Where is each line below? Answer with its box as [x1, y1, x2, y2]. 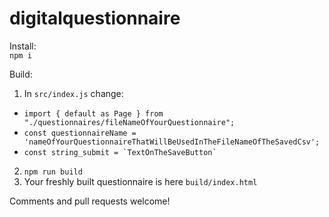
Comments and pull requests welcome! [9, 195, 171, 207]
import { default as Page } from [23, 108, 164, 119]
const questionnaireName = [23, 128, 137, 138]
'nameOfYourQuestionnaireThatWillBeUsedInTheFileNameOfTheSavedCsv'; [23, 137, 321, 147]
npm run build [23, 167, 83, 177]
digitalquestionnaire [9, 7, 181, 30]
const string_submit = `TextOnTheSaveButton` [23, 147, 217, 157]
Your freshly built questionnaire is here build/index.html [23, 175, 258, 187]
